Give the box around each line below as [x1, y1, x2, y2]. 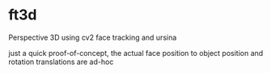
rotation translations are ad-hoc [8, 57, 114, 67]
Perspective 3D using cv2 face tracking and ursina [8, 32, 177, 42]
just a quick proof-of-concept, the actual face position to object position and [8, 48, 264, 58]
